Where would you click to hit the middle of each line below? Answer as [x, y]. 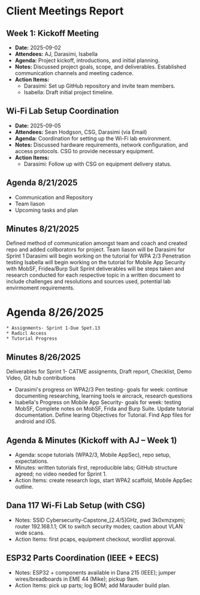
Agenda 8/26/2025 [55, 312]
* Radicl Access [26, 334]
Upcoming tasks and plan [46, 210]
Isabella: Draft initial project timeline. [69, 92]
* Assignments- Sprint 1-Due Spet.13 [53, 328]
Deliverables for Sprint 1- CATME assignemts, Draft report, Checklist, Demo [99, 372]
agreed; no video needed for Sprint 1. [61, 474]
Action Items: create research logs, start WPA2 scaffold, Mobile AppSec [104, 480]
